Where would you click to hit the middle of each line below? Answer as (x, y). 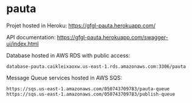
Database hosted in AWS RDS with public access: (68, 55)
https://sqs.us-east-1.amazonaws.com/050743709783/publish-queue (91, 94)
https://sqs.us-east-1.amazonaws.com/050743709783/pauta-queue (88, 89)
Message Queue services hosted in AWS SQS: (64, 78)
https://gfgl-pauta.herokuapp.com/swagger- (112, 37)
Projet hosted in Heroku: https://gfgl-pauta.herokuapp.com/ (81, 25)
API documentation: (31, 37)
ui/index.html (22, 44)
